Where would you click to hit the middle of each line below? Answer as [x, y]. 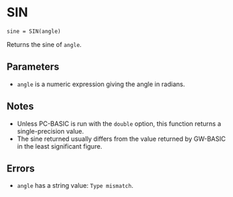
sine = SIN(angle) [34, 31]
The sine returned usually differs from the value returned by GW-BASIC [121, 139]
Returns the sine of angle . [44, 44]
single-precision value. [50, 131]
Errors [21, 168]
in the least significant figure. [59, 146]
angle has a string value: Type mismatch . [75, 186]
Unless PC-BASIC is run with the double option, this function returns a [119, 123]
